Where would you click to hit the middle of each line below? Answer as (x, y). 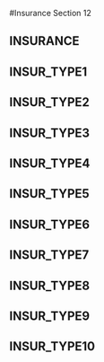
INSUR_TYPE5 (49, 194)
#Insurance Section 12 (51, 13)
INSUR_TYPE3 (50, 132)
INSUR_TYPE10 (52, 346)
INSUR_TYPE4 (50, 163)
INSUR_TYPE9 (50, 316)
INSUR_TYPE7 (49, 255)
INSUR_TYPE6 (50, 224)
